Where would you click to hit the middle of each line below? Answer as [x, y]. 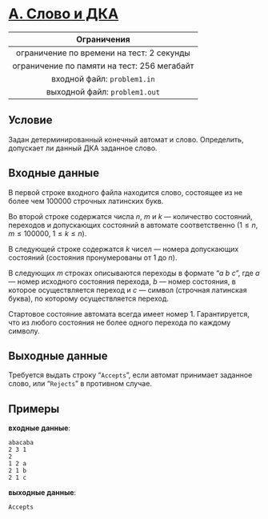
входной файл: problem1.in [103, 78]
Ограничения [103, 39]
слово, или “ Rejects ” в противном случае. [80, 384]
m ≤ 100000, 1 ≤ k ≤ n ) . [48, 234]
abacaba [21, 443]
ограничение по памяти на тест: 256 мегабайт [103, 66]
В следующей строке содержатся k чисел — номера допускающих [124, 249]
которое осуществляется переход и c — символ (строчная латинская [128, 289]
